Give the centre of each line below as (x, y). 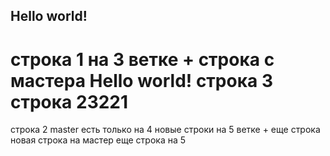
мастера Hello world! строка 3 (141, 80)
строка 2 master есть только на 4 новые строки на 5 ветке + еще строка (165, 130)
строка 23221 (69, 101)
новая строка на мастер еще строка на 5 (98, 140)
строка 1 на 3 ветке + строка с (142, 59)
